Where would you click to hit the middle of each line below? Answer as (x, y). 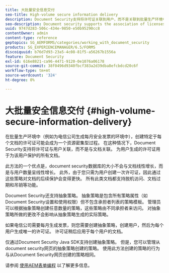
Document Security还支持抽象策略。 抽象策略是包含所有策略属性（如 (76, 195)
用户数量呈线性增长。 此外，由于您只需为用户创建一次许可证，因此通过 (87, 172)
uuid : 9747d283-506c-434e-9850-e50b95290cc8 (53, 29)
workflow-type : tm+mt (28, 71)
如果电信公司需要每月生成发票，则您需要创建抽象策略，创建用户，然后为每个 (84, 225)
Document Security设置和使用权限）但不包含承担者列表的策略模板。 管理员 (83, 202)
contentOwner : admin (27, 33)
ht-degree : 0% (20, 80)
